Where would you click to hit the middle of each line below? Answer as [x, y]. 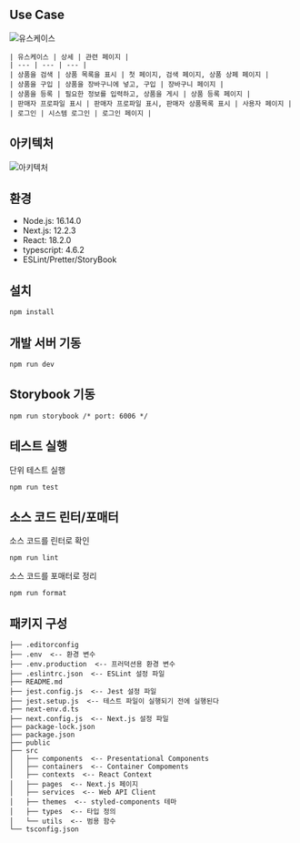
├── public [30, 743]
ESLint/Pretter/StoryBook [70, 259]
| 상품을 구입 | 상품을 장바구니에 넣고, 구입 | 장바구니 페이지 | [117, 84]
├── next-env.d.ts [44, 709]
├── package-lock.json [52, 727]
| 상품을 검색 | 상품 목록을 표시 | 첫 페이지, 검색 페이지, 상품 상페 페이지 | [140, 75]
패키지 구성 [39, 623]
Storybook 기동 [52, 395]
